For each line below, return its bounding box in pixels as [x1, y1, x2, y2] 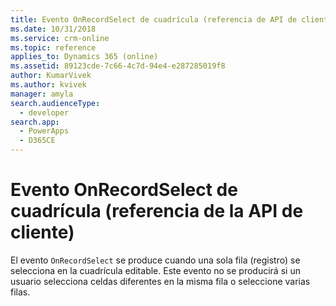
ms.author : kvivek [10, 80, 87, 90]
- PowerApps [19, 126, 70, 136]
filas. [10, 286, 31, 298]
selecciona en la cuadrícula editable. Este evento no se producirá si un [10, 264, 301, 276]
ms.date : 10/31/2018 [10, 24, 97, 34]
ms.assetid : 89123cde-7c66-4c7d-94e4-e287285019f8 [10, 61, 226, 71]
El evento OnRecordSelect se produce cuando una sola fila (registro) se [10, 254, 301, 266]
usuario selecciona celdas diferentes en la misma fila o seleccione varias [10, 275, 311, 287]
